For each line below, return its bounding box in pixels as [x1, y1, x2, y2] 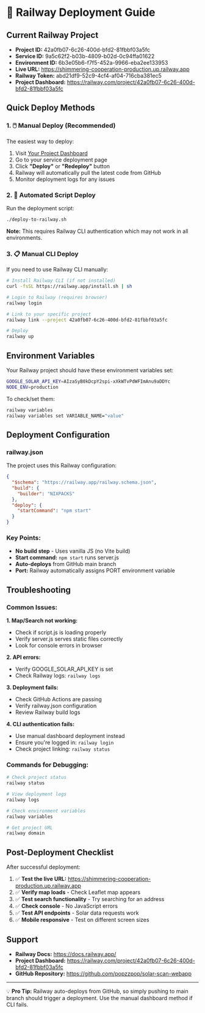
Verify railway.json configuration [15, 702, 97, 710]
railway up [6, 333, 34, 340]
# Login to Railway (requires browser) [6, 294, 108, 300]
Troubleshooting [6, 584, 71, 595]
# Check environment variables [6, 808, 86, 814]
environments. [6, 234, 43, 241]
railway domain [6, 830, 45, 836]
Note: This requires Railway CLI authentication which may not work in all [6, 227, 189, 235]
